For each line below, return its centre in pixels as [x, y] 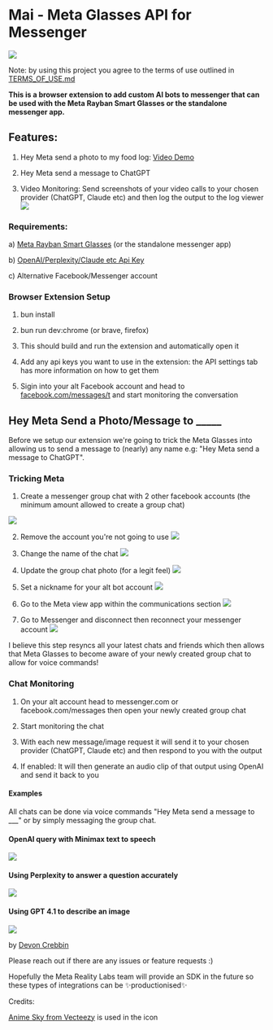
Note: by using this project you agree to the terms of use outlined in [121, 70]
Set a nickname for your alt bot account [86, 587]
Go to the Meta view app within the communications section [121, 604]
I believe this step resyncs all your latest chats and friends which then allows [136, 646]
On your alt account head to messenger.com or [99, 701]
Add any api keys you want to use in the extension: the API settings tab [139, 362]
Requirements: [38, 226]
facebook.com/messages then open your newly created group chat [133, 710]
